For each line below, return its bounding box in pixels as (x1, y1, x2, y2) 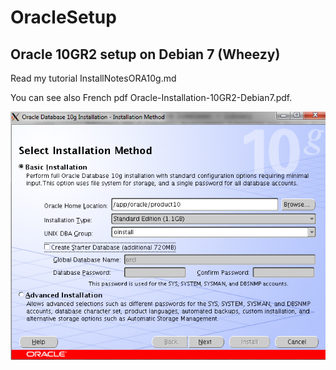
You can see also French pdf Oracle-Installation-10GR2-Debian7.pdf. (10, 92, 293, 103)
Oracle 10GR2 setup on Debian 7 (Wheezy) (10, 46, 281, 63)
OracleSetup (10, 6, 117, 29)
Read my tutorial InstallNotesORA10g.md (10, 72, 177, 84)
